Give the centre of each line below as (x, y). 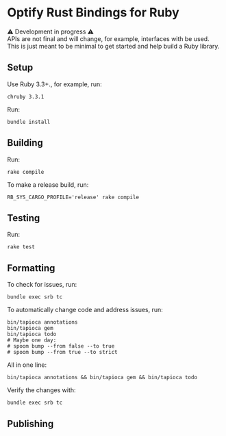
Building (25, 143)
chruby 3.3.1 (26, 97)
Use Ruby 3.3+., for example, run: (55, 84)
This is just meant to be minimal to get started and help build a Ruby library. (113, 46)
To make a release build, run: (48, 184)
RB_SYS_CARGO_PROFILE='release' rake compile (73, 197)
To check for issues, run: (42, 285)
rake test (21, 247)
